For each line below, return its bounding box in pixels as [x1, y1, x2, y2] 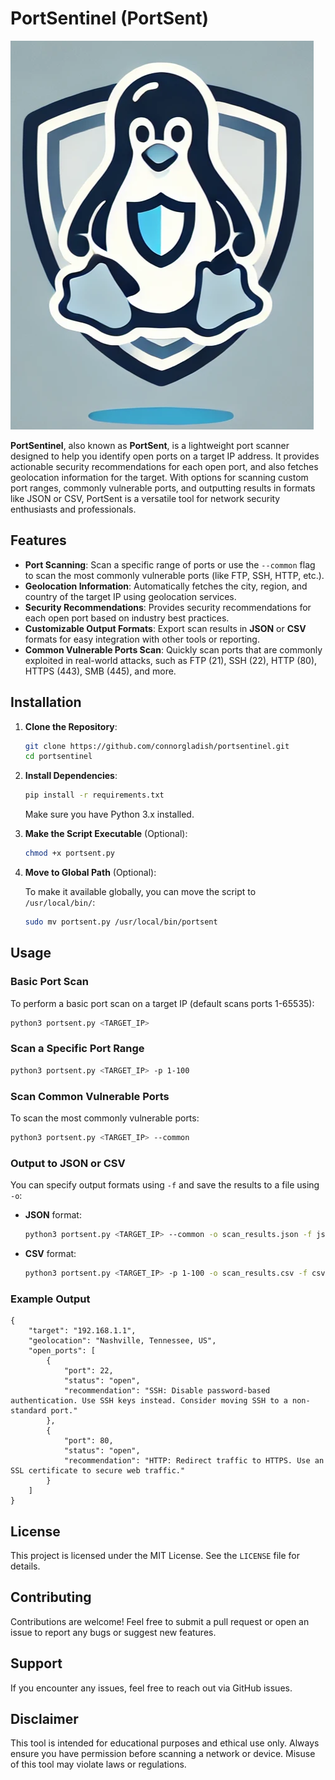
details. [10, 1560, 41, 1572]
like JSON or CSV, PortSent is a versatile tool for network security [10, 492, 281, 504]
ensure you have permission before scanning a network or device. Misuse [10, 1748, 316, 1760]
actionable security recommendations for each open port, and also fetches [10, 460, 319, 472]
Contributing [10, 1589, 92, 1606]
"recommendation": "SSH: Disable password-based [63, 1386, 271, 1396]
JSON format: [24, 1209, 82, 1221]
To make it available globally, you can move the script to [24, 886, 257, 898]
